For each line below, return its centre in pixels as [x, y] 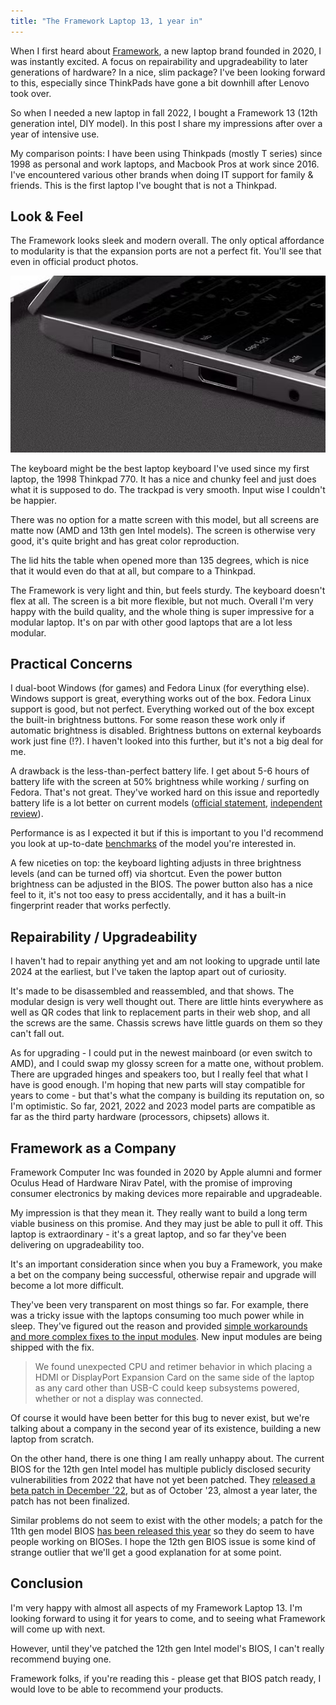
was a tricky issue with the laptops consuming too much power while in [157, 1315]
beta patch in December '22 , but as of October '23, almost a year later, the [164, 1490]
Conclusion [47, 1583]
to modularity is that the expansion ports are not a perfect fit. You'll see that [166, 251]
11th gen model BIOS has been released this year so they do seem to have [162, 1531]
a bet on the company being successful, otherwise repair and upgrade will [163, 1274]
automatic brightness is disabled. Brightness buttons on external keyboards [166, 731]
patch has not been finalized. [70, 1501]
